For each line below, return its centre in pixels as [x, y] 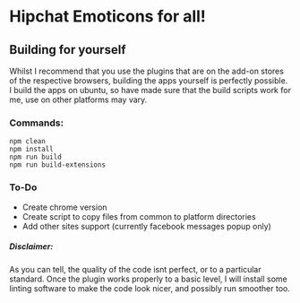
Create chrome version [64, 207]
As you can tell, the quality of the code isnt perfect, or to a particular [135, 269]
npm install [31, 150]
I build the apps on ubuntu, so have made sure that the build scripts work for [150, 90]
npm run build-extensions [57, 165]
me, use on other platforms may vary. [78, 100]
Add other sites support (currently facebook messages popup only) [146, 226]
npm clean [28, 142]
